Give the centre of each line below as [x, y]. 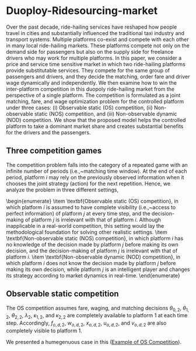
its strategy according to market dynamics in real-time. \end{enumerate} [93, 275]
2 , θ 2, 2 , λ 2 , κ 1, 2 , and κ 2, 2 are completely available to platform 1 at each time [97, 316]
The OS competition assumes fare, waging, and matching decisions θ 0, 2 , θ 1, [98, 309]
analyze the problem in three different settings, [62, 190]
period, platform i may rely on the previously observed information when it [95, 177]
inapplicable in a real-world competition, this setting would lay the [85, 225]
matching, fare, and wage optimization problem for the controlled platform [95, 101]
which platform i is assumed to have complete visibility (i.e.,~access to [91, 207]
